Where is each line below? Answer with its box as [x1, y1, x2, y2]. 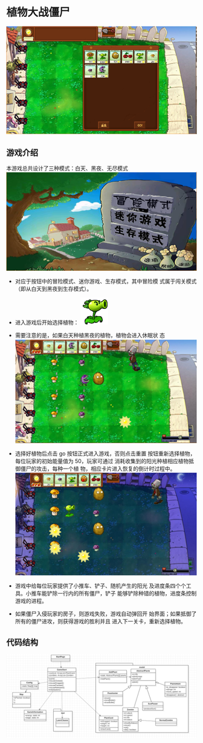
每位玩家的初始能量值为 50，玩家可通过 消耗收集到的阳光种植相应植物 [14, 457, 189, 464]
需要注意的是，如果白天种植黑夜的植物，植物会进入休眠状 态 [14, 331, 165, 339]
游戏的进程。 [14, 597, 47, 605]
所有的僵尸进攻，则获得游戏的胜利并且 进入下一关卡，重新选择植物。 [14, 618, 186, 625]
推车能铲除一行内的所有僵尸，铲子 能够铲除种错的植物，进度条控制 [31, 590, 197, 597]
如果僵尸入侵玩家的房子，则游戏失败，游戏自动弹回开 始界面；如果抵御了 [14, 610, 197, 617]
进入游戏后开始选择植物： [14, 319, 79, 326]
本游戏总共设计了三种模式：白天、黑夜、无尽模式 [6, 164, 128, 172]
